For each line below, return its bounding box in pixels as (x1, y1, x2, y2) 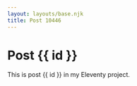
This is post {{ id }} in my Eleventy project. (7, 70, 131, 79)
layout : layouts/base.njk (7, 10, 83, 18)
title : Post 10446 (7, 17, 61, 24)
